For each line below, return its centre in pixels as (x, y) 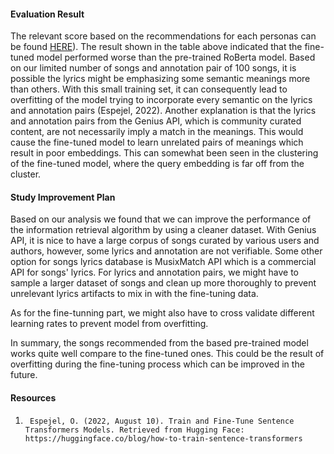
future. (24, 375)
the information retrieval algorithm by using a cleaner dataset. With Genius (163, 230)
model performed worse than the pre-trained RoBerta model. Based (176, 57)
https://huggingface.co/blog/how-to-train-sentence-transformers (163, 438)
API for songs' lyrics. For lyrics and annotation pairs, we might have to (155, 272)
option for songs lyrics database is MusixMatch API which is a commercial (163, 262)
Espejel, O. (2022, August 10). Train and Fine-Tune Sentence (162, 421)
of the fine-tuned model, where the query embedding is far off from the (157, 164)
